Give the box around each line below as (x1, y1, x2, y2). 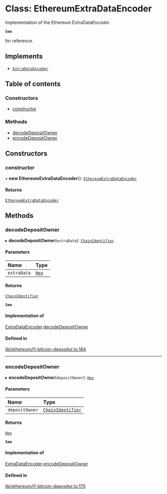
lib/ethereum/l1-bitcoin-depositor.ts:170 (5, 483, 86, 490)
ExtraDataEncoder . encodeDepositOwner (5, 461, 88, 467)
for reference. (5, 38, 34, 44)
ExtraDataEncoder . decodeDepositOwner (5, 324, 88, 329)
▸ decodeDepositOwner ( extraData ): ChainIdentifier (5, 238, 114, 244)
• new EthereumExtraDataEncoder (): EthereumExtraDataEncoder (5, 175, 137, 181)
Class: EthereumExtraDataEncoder (5, 3, 152, 14)
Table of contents (5, 80, 61, 88)
